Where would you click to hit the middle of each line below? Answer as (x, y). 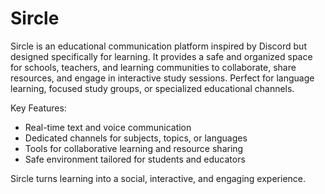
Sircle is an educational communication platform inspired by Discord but (158, 46)
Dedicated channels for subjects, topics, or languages (136, 138)
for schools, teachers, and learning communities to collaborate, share (153, 67)
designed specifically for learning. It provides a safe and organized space (161, 56)
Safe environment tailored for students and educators (135, 159)
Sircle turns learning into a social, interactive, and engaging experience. (158, 178)
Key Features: (38, 108)
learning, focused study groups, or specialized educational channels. (152, 88)
